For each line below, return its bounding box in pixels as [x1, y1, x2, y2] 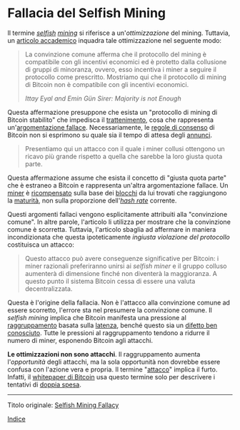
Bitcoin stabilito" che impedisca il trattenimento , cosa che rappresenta [7, 116, 214, 124]
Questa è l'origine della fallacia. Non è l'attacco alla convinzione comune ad [7, 298, 231, 307]
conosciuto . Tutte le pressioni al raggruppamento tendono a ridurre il [7, 328, 210, 337]
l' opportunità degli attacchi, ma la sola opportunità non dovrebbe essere [7, 357, 221, 366]
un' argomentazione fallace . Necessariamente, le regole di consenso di [7, 123, 216, 131]
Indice [7, 414, 26, 423]
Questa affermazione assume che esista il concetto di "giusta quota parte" [7, 173, 227, 182]
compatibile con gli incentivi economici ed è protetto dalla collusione [24, 57, 227, 66]
